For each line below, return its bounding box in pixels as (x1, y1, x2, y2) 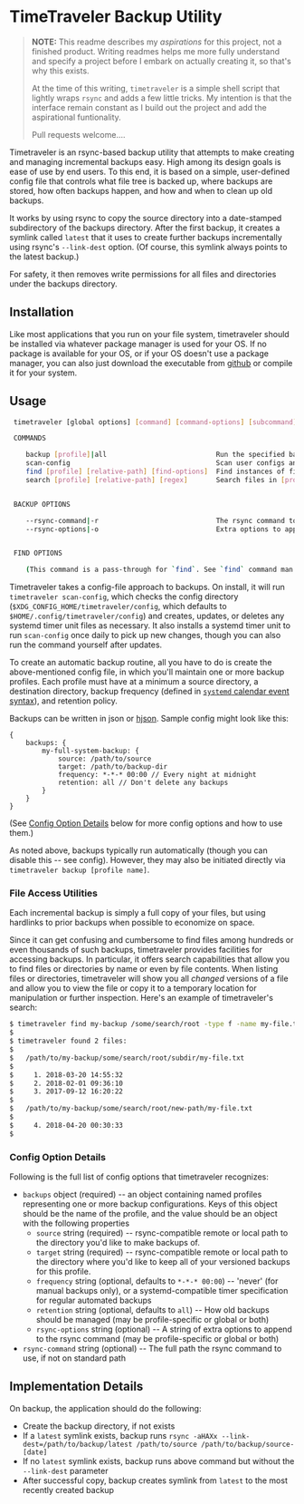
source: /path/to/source (57, 754, 152, 763)
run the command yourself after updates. (9, 639, 163, 650)
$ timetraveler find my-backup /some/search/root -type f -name (9, 1020, 257, 1029)
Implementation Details (9, 1379, 144, 1394)
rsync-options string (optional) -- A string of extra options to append (35, 1324, 292, 1334)
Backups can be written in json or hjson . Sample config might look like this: (9, 713, 290, 724)
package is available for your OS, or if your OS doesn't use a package (9, 347, 270, 359)
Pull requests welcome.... (31, 129, 126, 140)
